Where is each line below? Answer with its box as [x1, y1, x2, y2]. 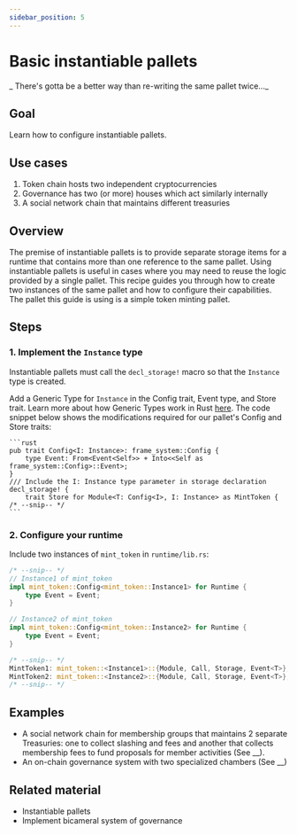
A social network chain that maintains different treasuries [21, 198, 231, 208]
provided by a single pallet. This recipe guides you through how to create [9, 276, 276, 285]
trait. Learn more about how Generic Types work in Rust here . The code [9, 402, 271, 413]
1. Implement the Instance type [9, 347, 143, 359]
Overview [9, 223, 65, 238]
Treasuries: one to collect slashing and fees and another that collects [21, 737, 274, 749]
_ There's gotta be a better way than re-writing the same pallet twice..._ [9, 81, 270, 91]
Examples [9, 705, 65, 720]
